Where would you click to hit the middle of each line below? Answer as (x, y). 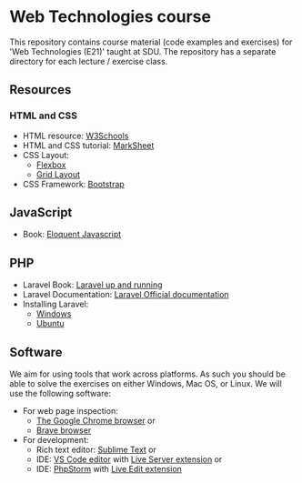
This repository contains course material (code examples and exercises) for (151, 42)
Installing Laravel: (55, 304)
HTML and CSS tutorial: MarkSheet (88, 145)
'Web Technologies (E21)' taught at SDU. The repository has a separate (143, 51)
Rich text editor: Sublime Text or (96, 450)
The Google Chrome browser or (96, 421)
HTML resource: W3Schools (75, 136)
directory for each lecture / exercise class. (89, 61)
